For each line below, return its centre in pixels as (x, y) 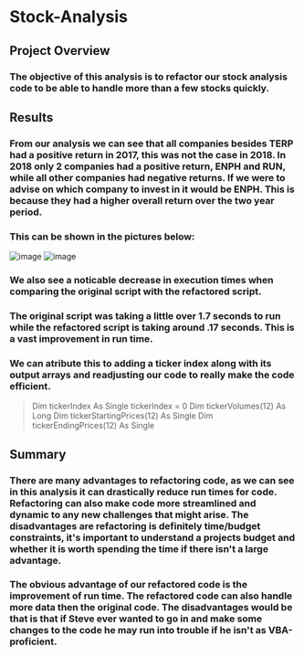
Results (31, 117)
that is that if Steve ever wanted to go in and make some (136, 619)
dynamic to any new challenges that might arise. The (129, 514)
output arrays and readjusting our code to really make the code (152, 375)
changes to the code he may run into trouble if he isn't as (138, 631)
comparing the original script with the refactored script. (136, 291)
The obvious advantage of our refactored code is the (129, 585)
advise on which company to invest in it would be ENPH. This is (152, 189)
